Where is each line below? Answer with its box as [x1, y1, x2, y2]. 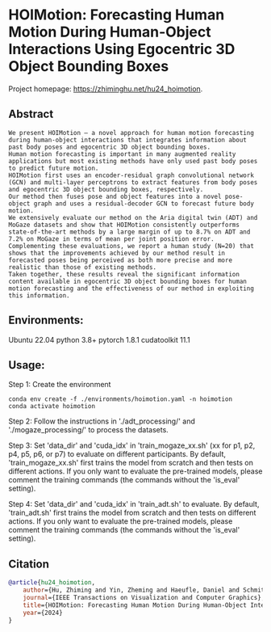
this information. [8, 291, 70, 300]
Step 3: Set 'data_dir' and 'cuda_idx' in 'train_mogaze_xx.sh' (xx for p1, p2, [8, 440, 256, 450]
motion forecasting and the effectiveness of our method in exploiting [8, 284, 254, 293]
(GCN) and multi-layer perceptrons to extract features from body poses [8, 178, 258, 187]
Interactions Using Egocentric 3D [8, 40, 236, 58]
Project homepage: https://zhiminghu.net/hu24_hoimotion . [8, 83, 203, 94]
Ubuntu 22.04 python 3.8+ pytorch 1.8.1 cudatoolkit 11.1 [8, 335, 191, 344]
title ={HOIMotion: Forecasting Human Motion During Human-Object [23, 600, 248, 609]
